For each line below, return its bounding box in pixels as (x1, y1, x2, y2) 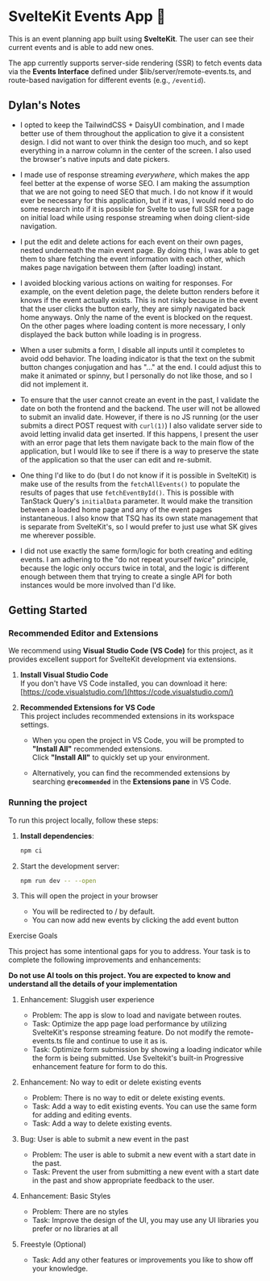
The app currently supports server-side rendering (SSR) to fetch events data (8, 58, 263, 68)
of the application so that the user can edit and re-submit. (19, 454, 212, 464)
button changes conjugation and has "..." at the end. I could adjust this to (19, 362, 262, 371)
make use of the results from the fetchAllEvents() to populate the (19, 479, 240, 488)
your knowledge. (31, 1264, 89, 1274)
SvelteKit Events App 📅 (8, 7, 166, 26)
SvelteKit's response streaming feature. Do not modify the (31, 1027, 226, 1038)
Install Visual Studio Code (19, 670, 109, 680)
